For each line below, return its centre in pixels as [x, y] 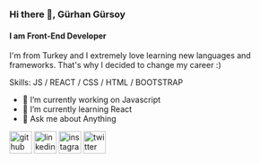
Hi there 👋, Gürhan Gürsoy [67, 14]
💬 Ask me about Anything [69, 119]
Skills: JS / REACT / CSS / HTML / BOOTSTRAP [96, 82]
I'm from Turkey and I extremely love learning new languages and [130, 56]
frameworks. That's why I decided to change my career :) [115, 65]
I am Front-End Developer [58, 36]
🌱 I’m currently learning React [77, 109]
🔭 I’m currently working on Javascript [91, 100]
